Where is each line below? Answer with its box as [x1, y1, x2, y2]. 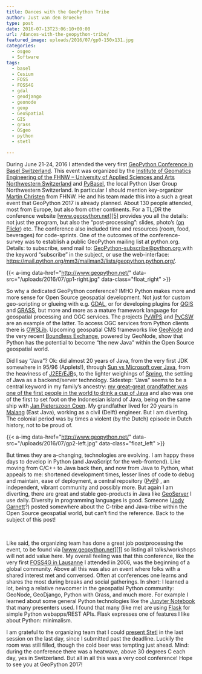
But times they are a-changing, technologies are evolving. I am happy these [6, 451, 195, 459]
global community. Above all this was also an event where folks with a [6, 565, 180, 572]
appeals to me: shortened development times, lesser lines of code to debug [6, 471, 195, 478]
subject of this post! [6, 516, 56, 523]
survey [6, 238, 24, 245]
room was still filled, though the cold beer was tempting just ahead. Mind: [6, 641, 189, 649]
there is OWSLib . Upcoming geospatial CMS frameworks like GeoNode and [6, 326, 194, 333]
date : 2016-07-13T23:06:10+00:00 [6, 25, 91, 32]
